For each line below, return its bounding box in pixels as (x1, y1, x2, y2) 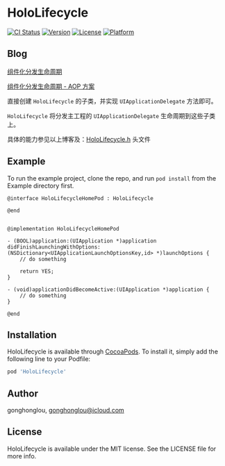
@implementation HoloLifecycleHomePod (7, 225, 119, 232)
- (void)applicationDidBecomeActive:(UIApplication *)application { (7, 286, 210, 293)
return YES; (19, 267, 54, 275)
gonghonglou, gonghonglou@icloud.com (7, 406, 125, 415)
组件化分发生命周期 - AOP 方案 (7, 82, 95, 90)
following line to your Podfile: (7, 355, 91, 363)
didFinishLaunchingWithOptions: (7, 243, 101, 251)
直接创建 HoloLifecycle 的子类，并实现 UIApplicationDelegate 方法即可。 (7, 97, 217, 105)
